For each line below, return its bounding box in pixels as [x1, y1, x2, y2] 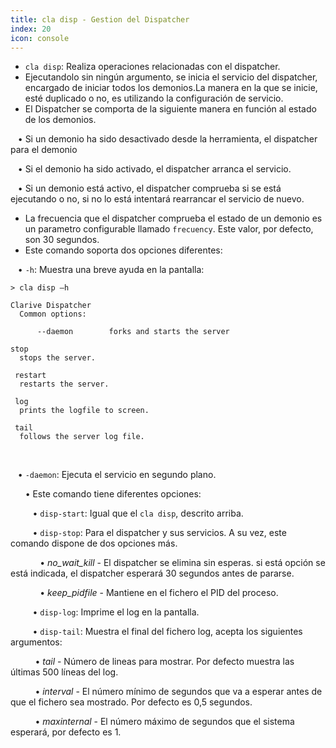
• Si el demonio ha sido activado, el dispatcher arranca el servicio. [17, 163, 292, 175]
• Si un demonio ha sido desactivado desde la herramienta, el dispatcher [17, 133, 318, 145]
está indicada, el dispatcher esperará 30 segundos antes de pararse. [10, 567, 295, 580]
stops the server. [19, 353, 97, 363]
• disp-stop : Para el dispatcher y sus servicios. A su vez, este [32, 527, 287, 539]
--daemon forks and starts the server [36, 327, 230, 337]
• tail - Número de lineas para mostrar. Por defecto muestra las [34, 656, 295, 668]
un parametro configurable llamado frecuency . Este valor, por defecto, [24, 223, 314, 235]
